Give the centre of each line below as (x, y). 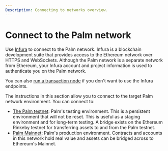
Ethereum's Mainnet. (34, 143)
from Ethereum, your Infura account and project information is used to (79, 65)
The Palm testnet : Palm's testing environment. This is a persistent (81, 111)
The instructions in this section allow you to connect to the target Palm (79, 96)
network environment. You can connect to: (50, 101)
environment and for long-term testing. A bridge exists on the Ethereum (88, 122)
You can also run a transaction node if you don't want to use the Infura (79, 81)
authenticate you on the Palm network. (46, 71)
